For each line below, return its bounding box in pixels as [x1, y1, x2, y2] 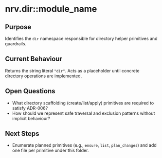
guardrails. [5, 41, 27, 47]
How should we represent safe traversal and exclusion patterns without [12, 110, 155, 116]
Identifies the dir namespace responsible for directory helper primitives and [5, 35, 158, 41]
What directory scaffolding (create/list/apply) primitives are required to [12, 100, 154, 105]
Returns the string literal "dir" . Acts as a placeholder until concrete [5, 68, 140, 73]
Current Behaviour [5, 55, 62, 63]
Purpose [5, 23, 32, 31]
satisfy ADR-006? [12, 105, 48, 111]
